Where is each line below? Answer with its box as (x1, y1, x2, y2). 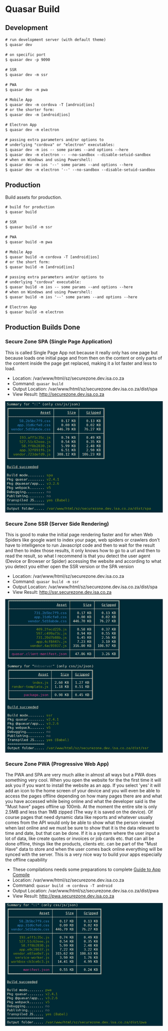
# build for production (5, 204, 55, 210)
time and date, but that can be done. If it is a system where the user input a (5, 830, 160, 836)
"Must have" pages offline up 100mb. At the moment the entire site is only (5, 804, 157, 810)
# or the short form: (5, 259, 50, 265)
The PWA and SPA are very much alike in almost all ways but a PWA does (5, 772, 156, 778)
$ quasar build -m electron (5, 309, 64, 315)
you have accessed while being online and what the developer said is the (5, 798, 156, 804)
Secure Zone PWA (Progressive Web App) (5, 760, 109, 767)
